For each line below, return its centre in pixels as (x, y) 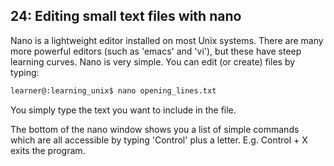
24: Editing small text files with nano (126, 16)
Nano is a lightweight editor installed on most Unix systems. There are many (167, 40)
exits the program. (48, 150)
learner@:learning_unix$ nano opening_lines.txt (113, 90)
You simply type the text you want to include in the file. (123, 110)
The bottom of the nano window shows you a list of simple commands (155, 129)
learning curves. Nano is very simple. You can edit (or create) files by (153, 61)
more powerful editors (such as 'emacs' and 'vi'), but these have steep (156, 51)
